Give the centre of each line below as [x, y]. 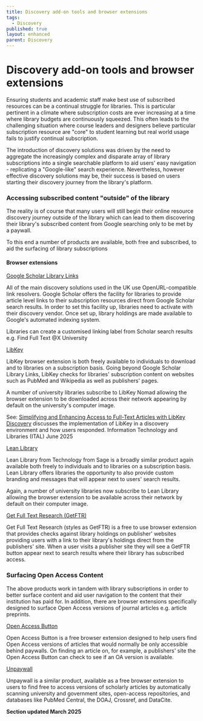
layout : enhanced [28, 35]
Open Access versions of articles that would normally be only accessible [97, 644]
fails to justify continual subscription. [52, 138]
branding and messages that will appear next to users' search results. [93, 479]
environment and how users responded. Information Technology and [92, 430]
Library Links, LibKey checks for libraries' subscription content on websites [100, 374]
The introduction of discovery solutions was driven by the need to [88, 150]
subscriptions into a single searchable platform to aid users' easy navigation [101, 163]
